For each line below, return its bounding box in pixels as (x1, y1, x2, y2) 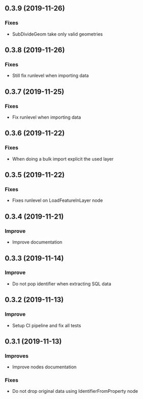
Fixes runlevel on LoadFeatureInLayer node (12, 197, 103, 203)
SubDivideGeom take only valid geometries (12, 31, 103, 37)
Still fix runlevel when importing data (12, 72, 89, 78)
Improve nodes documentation (12, 364, 77, 370)
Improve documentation (12, 239, 63, 245)
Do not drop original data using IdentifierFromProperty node (12, 388, 138, 394)
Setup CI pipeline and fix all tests (12, 322, 81, 328)
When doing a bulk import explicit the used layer (12, 155, 114, 162)
